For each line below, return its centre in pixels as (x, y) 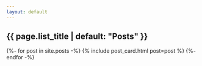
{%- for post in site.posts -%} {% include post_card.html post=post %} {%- (101, 51)
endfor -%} (20, 58)
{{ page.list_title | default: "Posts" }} (77, 37)
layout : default (27, 12)
